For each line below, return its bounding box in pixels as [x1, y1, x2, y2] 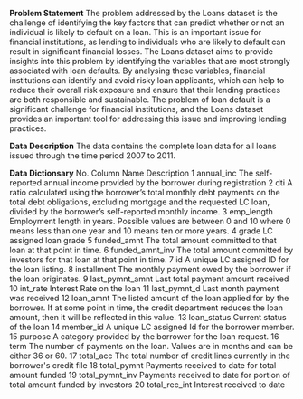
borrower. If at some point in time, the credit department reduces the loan [9, 302, 283, 313]
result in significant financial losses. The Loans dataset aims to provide [9, 46, 274, 57]
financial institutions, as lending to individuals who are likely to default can [9, 36, 286, 47]
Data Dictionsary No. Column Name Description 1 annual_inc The [9, 167, 254, 178]
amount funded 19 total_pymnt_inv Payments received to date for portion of [9, 370, 291, 380]
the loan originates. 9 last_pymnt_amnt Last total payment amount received [9, 273, 289, 284]
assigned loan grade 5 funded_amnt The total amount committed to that [9, 235, 278, 245]
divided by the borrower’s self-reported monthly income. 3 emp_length [9, 206, 274, 216]
